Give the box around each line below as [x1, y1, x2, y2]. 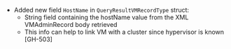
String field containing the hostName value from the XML [24, 13, 189, 21]
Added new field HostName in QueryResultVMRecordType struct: [13, 6, 190, 14]
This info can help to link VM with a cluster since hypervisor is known [24, 28, 225, 36]
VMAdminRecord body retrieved [24, 21, 118, 28]
